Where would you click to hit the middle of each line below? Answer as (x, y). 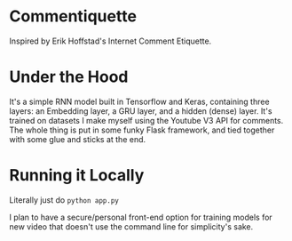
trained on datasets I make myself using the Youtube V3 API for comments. (146, 120)
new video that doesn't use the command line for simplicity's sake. (131, 226)
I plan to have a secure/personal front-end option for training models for (141, 217)
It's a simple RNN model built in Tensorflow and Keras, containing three (139, 101)
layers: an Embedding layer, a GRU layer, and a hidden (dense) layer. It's (141, 111)
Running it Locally (77, 176)
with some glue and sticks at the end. (78, 139)
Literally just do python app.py (64, 200)
